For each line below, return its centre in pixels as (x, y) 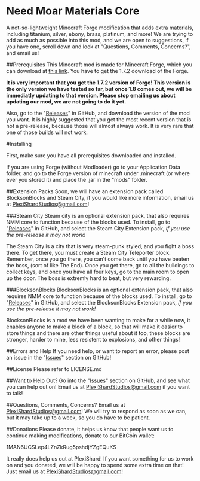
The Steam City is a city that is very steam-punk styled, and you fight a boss (100, 246)
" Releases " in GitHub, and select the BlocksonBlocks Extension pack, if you (99, 302)
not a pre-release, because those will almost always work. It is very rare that (100, 126)
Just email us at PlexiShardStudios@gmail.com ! (65, 471)
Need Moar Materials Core (73, 11)
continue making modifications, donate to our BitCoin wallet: (80, 436)
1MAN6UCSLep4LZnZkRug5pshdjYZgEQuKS (61, 447)
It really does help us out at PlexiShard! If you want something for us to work (100, 458)
